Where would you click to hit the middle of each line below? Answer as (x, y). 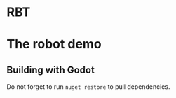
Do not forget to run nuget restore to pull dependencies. (88, 87)
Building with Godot (51, 70)
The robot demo (54, 44)
